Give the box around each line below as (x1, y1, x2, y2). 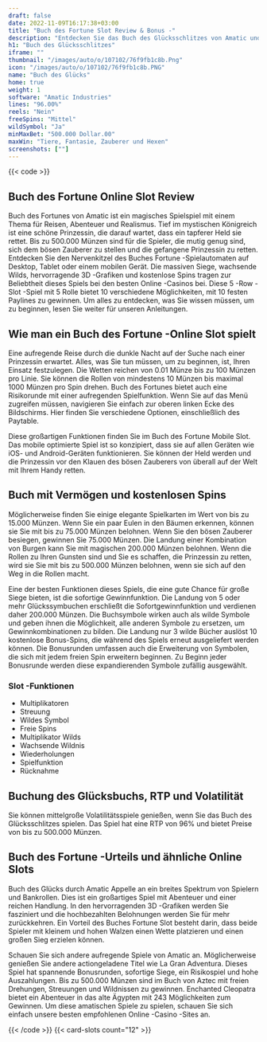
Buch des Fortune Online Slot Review (8, 190, 195, 203)
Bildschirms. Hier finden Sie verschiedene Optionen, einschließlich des (8, 408, 240, 417)
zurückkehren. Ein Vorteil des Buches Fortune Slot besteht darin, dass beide (8, 918, 258, 927)
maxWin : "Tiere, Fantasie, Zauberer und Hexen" (8, 137, 169, 146)
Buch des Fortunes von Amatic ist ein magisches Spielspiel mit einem (8, 211, 235, 221)
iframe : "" (8, 49, 44, 57)
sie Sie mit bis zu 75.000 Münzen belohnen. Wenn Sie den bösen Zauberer (8, 527, 253, 536)
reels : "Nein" (8, 108, 56, 116)
